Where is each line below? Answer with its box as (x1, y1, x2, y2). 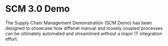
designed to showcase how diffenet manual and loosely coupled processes (5, 25, 163, 31)
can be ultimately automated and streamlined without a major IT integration (5, 30, 162, 36)
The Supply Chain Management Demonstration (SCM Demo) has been (5, 20, 152, 26)
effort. (5, 36, 19, 42)
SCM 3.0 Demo (5, 3, 70, 15)
